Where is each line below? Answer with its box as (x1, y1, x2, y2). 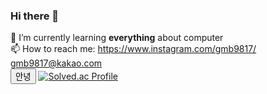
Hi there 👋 (10, 9, 60, 23)
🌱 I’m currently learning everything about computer (10, 32, 224, 44)
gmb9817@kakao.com (10, 57, 103, 69)
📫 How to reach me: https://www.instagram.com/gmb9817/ (10, 43, 257, 55)
